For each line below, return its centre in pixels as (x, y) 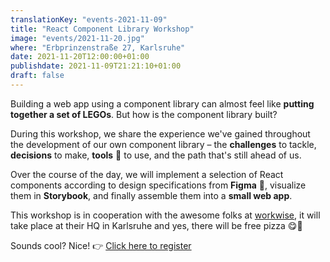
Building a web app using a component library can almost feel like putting (162, 103)
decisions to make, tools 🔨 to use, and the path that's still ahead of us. (156, 155)
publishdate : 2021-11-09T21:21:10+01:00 (96, 66)
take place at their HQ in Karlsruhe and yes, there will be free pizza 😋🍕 (156, 225)
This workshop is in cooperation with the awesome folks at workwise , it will (165, 215)
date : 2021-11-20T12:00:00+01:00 (80, 57)
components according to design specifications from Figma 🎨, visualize (158, 185)
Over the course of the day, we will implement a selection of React (147, 174)
